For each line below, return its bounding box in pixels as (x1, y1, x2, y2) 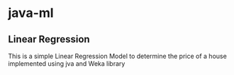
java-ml (8, 5, 54, 21)
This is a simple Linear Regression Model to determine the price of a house (8, 52, 228, 60)
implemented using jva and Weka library (8, 59, 126, 68)
